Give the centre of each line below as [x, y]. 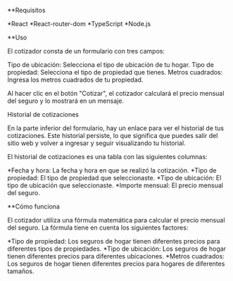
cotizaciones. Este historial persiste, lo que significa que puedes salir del [113, 136]
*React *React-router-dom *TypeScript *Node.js [79, 24]
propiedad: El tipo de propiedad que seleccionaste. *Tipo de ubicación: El [114, 178]
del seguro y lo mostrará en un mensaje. [66, 101]
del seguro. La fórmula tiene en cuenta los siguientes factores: [98, 227]
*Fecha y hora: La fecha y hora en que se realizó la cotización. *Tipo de [112, 170]
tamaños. [21, 271]
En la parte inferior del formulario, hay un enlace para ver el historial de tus [115, 128]
